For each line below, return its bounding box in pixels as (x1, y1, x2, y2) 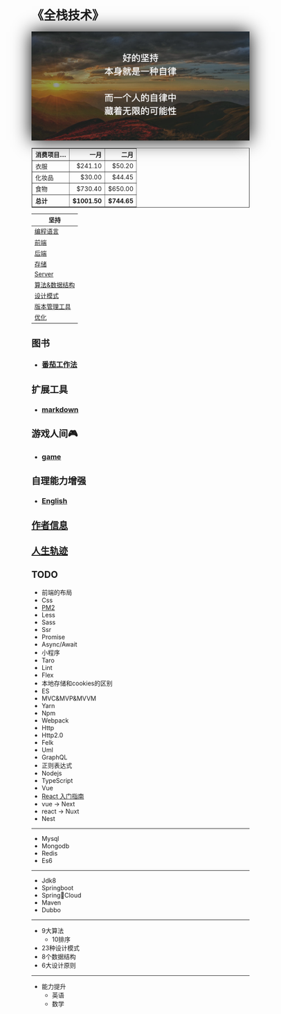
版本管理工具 (34, 302, 71, 311)
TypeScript (41, 776, 73, 784)
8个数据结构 (41, 952, 76, 961)
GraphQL (41, 753, 68, 761)
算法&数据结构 (34, 280, 75, 289)
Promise (41, 633, 66, 641)
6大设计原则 (41, 961, 76, 969)
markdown (41, 404, 79, 414)
